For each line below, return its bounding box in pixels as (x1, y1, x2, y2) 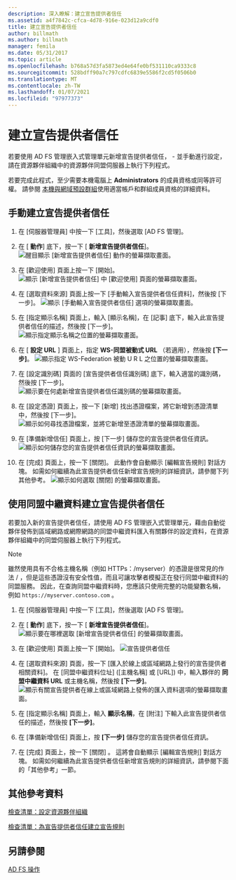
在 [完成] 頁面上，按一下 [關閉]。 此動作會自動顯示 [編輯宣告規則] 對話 (18, 458, 221, 466)
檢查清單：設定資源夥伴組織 (8, 808, 88, 816)
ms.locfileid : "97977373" (8, 96, 83, 103)
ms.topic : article (8, 56, 62, 63)
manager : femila (8, 43, 55, 50)
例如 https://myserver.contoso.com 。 (8, 591, 118, 599)
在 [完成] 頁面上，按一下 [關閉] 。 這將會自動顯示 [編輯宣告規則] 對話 (18, 747, 216, 756)
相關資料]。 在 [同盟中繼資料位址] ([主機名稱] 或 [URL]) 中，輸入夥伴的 (18, 668, 221, 676)
